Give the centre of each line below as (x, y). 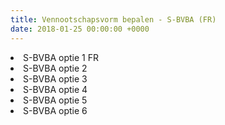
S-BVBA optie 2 (55, 68)
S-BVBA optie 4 (55, 89)
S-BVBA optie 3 (55, 78)
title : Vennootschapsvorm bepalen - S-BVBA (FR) (113, 19)
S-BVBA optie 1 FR (61, 57)
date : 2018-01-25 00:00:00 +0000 (80, 29)
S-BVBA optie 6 (55, 110)
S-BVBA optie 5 (55, 100)
